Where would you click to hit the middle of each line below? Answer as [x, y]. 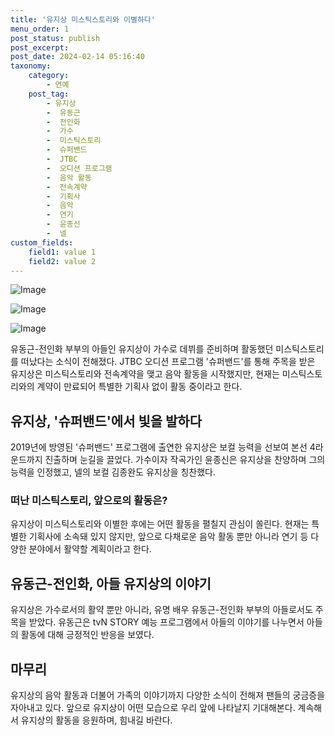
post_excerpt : [40, 47]
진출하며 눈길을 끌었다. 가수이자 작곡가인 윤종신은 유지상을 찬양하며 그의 [185, 460]
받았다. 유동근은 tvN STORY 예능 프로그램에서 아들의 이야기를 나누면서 [166, 622]
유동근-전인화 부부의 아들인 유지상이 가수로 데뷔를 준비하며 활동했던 [142, 349]
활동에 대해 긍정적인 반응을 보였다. [87, 635]
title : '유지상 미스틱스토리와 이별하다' [83, 19]
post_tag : [49, 94]
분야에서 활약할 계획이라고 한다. [90, 549]
